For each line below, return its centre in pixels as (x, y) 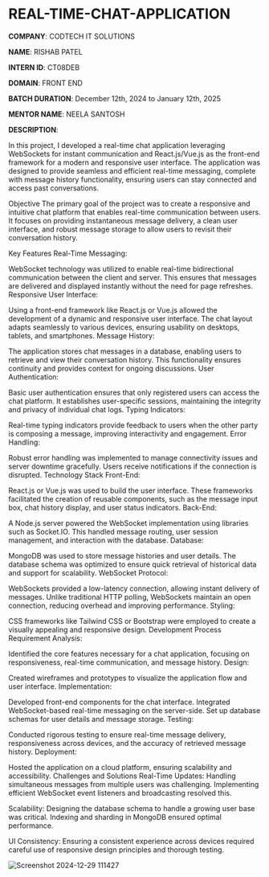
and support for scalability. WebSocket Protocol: (88, 572)
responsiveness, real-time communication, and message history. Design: (129, 662)
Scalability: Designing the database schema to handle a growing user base (132, 808)
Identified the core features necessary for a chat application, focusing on (129, 654)
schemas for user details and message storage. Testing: (101, 719)
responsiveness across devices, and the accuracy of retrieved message (127, 743)
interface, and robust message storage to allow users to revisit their (120, 229)
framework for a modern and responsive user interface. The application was (134, 162)
